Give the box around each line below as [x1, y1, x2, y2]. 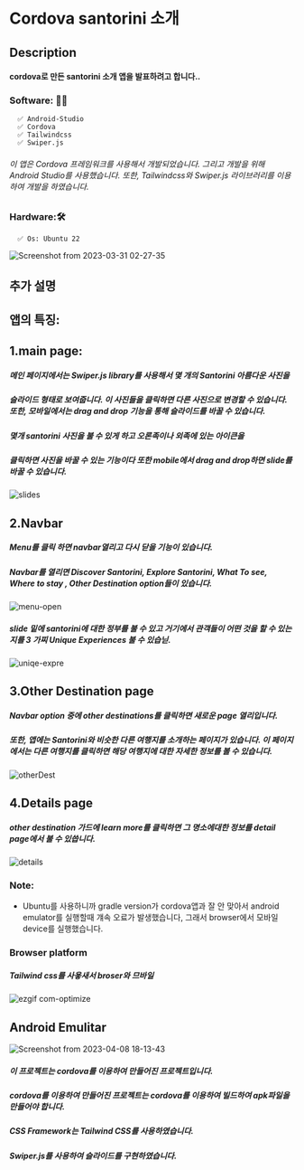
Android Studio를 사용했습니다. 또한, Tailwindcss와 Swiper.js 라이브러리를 [9, 170, 275, 181]
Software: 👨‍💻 [9, 94, 69, 107]
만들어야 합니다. [9, 1101, 66, 1112]
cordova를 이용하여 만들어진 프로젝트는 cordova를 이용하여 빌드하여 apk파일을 [9, 1090, 290, 1101]
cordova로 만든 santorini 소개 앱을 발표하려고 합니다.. [9, 71, 201, 82]
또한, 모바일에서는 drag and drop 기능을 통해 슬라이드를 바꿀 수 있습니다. [9, 406, 266, 417]
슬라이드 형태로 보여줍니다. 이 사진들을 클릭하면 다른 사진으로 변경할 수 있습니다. [9, 394, 288, 405]
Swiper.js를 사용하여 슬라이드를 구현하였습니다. [9, 1150, 178, 1161]
